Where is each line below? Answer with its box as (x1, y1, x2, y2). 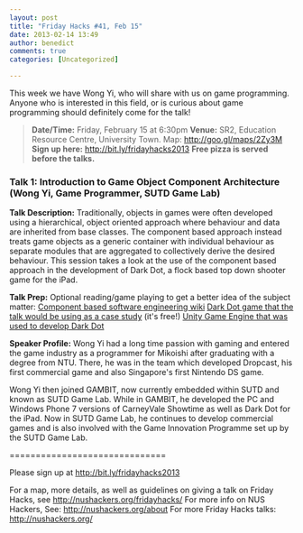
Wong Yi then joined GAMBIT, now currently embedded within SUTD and (9, 384, 280, 395)
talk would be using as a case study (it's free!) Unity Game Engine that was (9, 311, 289, 322)
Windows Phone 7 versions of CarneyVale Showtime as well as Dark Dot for (9, 403, 291, 415)
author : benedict (9, 38, 75, 48)
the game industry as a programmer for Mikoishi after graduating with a (9, 348, 275, 359)
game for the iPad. (9, 274, 78, 285)
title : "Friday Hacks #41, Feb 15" (9, 22, 143, 31)
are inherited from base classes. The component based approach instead (9, 226, 282, 237)
